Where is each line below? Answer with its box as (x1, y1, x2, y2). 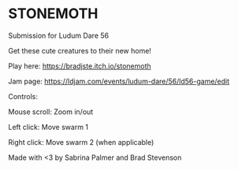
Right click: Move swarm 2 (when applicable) (8, 137, 154, 146)
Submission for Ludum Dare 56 (8, 31, 109, 40)
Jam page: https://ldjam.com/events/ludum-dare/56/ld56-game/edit (8, 76, 230, 86)
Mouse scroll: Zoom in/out (8, 107, 94, 116)
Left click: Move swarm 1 (8, 122, 89, 131)
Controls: (8, 91, 38, 101)
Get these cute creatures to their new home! (8, 46, 152, 55)
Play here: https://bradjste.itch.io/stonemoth (8, 61, 151, 71)
